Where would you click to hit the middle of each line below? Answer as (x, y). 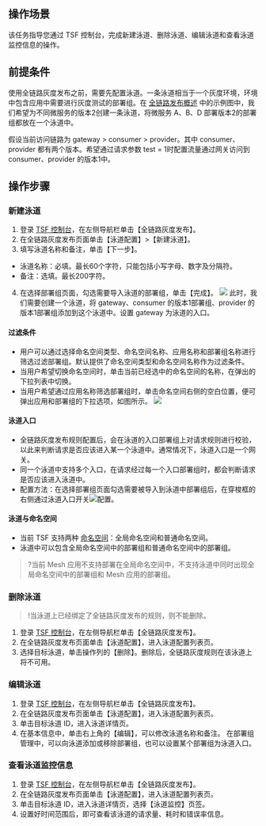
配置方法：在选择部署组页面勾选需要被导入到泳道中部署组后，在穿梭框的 (137, 489)
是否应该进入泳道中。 (54, 479)
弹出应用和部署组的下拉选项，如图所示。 (85, 401)
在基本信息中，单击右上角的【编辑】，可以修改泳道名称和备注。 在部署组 (137, 733)
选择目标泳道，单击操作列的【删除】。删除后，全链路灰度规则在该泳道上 (136, 653)
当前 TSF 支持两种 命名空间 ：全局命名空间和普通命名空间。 (116, 538)
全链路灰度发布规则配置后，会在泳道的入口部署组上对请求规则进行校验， (137, 440)
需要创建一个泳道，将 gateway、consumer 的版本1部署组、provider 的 (141, 303)
